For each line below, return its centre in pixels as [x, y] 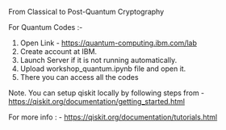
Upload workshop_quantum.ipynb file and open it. [103, 69]
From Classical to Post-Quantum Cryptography [86, 12]
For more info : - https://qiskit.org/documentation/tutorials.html [113, 117]
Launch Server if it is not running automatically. [98, 60]
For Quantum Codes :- [46, 27]
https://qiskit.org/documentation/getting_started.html [97, 101]
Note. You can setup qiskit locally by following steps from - [107, 93]
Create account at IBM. [59, 51]
